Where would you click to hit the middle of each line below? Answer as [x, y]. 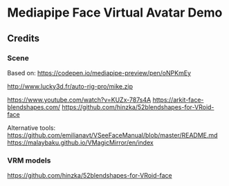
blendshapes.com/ [34, 107]
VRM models [29, 160]
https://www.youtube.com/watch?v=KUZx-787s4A [79, 100]
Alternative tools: [31, 128]
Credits [24, 38]
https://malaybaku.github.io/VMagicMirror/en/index [80, 142]
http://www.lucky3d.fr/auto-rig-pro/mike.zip [70, 86]
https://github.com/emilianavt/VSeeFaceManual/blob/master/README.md [112, 135]
